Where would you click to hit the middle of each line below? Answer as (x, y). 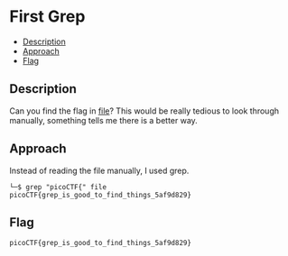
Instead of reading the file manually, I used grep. (99, 170)
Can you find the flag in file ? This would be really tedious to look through (144, 111)
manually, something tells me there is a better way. (104, 120)
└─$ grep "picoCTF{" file (58, 187)
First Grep (47, 17)
